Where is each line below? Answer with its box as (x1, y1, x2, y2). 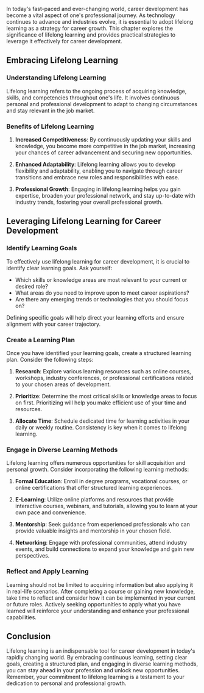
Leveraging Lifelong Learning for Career (6, 216, 161, 226)
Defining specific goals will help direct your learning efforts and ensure (6, 314, 185, 321)
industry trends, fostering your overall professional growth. (15, 198, 163, 206)
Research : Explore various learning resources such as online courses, (15, 367, 191, 375)
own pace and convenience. (15, 509, 86, 516)
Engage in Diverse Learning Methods (6, 445, 118, 454)
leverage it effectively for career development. (6, 38, 123, 45)
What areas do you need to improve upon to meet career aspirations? (15, 289, 190, 296)
